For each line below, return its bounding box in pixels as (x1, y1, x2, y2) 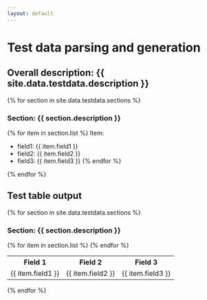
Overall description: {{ (7, 67, 105, 79)
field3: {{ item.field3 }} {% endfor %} (17, 156, 122, 165)
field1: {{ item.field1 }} (17, 142, 78, 150)
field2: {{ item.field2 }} (17, 149, 81, 158)
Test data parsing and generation (7, 39, 201, 55)
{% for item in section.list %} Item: (7, 129, 105, 137)
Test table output (7, 190, 83, 202)
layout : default (7, 10, 54, 17)
